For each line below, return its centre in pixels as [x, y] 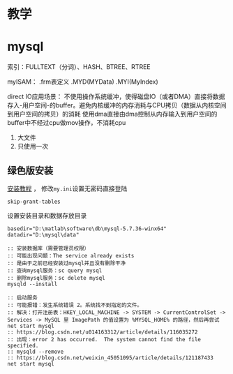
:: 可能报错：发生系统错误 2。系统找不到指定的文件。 [75, 305]
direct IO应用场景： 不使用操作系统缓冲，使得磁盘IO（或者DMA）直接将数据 [116, 97]
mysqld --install [32, 284]
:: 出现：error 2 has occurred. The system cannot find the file [104, 339]
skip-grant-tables [34, 202]
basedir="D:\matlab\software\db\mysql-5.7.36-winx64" [87, 229]
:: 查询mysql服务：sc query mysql [55, 270]
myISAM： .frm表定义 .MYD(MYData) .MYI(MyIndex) [83, 82]
